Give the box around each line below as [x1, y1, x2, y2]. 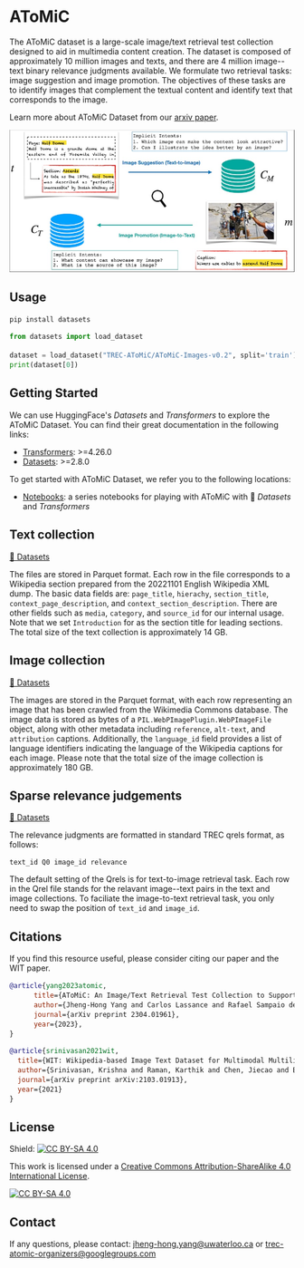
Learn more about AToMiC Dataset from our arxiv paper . [9, 111, 219, 122]
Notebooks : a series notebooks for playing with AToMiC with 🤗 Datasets [22, 491, 291, 502]
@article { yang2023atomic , [9, 982, 107, 991]
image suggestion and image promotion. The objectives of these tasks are [9, 74, 287, 85]
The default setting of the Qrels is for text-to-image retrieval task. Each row [9, 874, 290, 885]
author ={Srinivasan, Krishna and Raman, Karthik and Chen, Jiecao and [17, 1066, 290, 1075]
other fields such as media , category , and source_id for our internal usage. [9, 607, 285, 618]
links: [9, 429, 30, 440]
